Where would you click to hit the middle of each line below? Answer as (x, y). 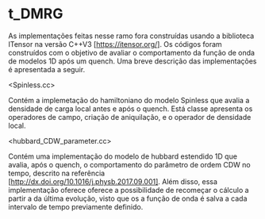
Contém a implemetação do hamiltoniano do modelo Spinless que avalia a (129, 100)
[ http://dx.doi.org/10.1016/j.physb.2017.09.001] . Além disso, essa (113, 181)
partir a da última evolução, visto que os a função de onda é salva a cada (128, 198)
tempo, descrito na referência (57, 173)
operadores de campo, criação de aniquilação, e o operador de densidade (130, 117)
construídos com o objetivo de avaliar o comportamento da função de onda (132, 52)
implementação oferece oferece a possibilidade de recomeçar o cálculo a (129, 190)
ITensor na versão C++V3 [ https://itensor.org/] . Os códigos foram (115, 44)
